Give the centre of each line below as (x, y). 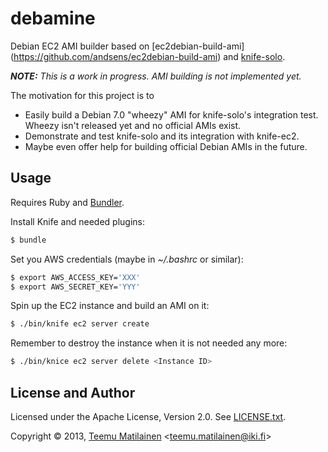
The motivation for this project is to (82, 95)
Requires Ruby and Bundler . (67, 202)
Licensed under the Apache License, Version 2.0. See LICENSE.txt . (148, 416)
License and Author (73, 392)
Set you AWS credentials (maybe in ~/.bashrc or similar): (127, 259)
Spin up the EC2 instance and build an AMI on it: (110, 306)
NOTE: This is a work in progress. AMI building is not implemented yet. (156, 76)
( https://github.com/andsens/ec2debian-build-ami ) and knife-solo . (148, 56)
